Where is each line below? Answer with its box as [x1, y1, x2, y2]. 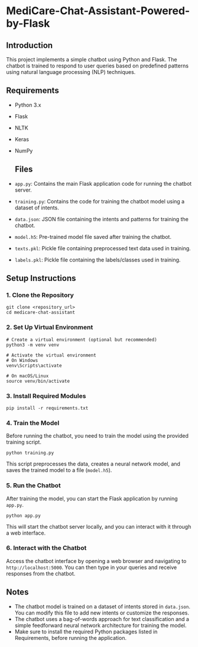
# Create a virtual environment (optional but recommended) [6, 337, 158, 342]
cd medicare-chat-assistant [6, 309, 76, 316]
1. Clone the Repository [6, 291, 74, 299]
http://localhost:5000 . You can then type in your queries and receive [6, 564, 177, 571]
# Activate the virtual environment [6, 352, 96, 358]
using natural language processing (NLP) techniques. [6, 69, 136, 75]
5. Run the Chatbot [6, 481, 61, 490]
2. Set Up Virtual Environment [6, 323, 93, 332]
